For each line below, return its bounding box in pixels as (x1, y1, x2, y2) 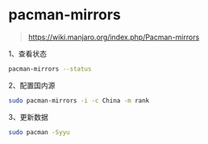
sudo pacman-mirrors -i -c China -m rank (8, 97, 150, 105)
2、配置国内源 (8, 80, 56, 90)
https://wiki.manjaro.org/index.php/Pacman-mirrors (27, 32, 200, 42)
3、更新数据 (8, 112, 48, 121)
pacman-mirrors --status (8, 64, 92, 73)
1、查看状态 (8, 48, 47, 58)
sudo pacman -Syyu (8, 128, 70, 136)
